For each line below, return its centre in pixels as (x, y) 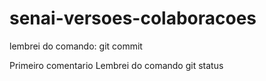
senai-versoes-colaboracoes (133, 18)
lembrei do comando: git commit (76, 46)
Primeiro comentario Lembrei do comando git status (116, 65)
